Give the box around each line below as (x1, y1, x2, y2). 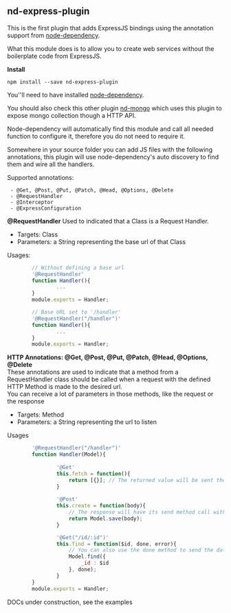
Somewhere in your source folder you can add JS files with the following (7, 145, 213, 154)
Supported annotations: (7, 173, 74, 181)
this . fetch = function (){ (56, 470, 131, 477)
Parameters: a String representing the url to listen (16, 418, 157, 426)
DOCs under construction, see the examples (7, 598, 133, 606)
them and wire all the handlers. (7, 160, 95, 168)
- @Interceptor (10, 199, 54, 205)
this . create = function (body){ (56, 503, 146, 510)
